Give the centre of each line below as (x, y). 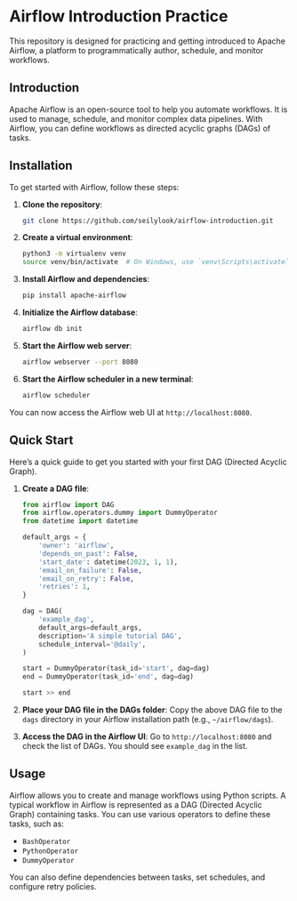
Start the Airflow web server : (76, 345)
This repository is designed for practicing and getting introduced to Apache (148, 41)
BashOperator (46, 841)
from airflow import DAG (68, 504)
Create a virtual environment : (77, 237)
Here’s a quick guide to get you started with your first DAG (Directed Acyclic (148, 462)
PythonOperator (50, 851)
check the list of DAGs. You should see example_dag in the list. (135, 746)
